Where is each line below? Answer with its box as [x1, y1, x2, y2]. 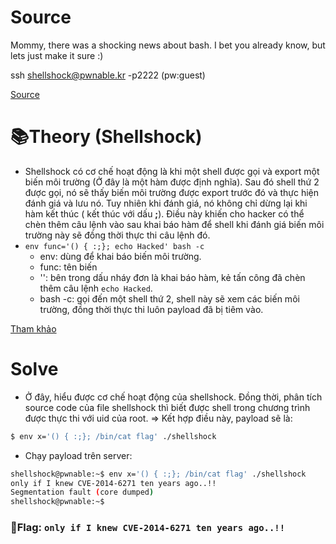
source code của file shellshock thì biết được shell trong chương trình [24, 401, 311, 413]
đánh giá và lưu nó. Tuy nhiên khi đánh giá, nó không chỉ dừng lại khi [24, 197, 308, 209]
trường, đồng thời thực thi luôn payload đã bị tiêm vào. [39, 303, 264, 315]
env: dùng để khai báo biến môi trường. [39, 250, 202, 262]
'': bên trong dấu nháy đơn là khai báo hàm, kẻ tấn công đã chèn [39, 271, 306, 283]
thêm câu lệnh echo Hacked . [39, 282, 153, 294]
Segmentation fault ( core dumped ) [10, 487, 155, 498]
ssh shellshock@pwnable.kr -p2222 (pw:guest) [10, 69, 206, 81]
